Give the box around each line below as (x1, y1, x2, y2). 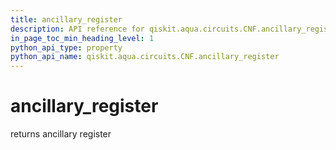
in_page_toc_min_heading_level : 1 (10, 33, 155, 43)
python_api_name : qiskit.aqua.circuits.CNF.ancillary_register (10, 52, 280, 62)
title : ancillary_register (10, 14, 123, 25)
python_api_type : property (10, 42, 123, 53)
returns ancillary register (10, 128, 112, 140)
